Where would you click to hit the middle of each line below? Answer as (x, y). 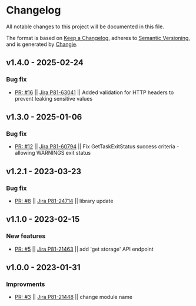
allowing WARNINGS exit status (53, 153)
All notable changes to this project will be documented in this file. (85, 26)
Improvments (26, 284)
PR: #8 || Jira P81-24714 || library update (64, 201)
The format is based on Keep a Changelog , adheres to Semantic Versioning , (98, 38)
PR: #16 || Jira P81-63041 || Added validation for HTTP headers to (94, 92)
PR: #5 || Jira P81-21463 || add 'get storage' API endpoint (84, 249)
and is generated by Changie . (42, 44)
